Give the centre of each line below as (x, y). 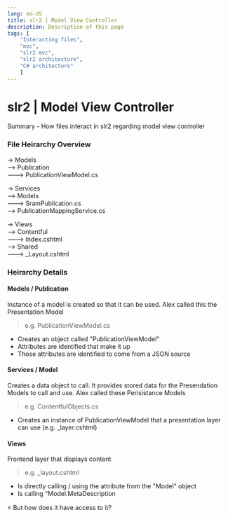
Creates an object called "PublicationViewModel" (88, 339)
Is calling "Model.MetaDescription (66, 494)
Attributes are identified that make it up (74, 346)
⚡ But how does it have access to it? (60, 508)
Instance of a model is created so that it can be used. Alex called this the (112, 304)
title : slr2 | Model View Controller (62, 20)
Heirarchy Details (38, 272)
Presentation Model (36, 312)
